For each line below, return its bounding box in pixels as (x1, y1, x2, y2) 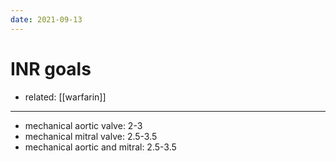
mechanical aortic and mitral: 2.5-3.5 (24, 141, 177, 153)
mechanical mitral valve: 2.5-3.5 (24, 130, 158, 142)
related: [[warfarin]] (24, 91, 107, 103)
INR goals (10, 57, 92, 80)
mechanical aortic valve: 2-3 (24, 119, 143, 131)
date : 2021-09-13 (10, 14, 83, 25)
